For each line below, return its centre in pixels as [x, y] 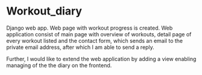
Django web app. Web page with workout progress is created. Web [90, 28]
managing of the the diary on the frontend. [59, 65]
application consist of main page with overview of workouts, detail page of [99, 34]
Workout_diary [44, 11]
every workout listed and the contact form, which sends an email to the [94, 41]
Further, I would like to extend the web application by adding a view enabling [101, 59]
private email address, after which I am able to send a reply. [80, 47]
